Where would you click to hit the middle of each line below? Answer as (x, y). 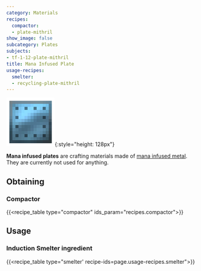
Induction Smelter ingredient (49, 249)
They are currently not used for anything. (58, 162)
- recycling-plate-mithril (46, 83)
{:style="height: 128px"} (85, 144)
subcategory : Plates (32, 45)
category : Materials (32, 13)
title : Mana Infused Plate (40, 64)
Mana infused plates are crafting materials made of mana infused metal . (97, 156)
